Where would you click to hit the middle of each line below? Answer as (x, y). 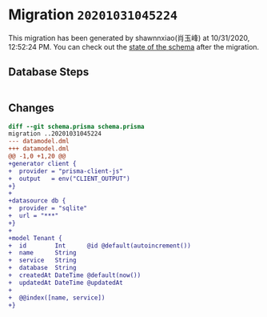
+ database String (43, 268)
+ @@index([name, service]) (57, 298)
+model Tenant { (35, 238)
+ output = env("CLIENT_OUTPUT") (69, 179)
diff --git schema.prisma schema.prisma (77, 126)
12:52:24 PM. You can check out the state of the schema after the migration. (134, 46)
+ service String (43, 261)
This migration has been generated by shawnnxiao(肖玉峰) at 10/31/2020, (129, 38)
